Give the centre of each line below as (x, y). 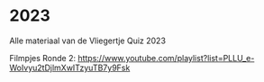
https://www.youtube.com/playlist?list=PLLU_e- (166, 58)
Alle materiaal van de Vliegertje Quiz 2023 (88, 41)
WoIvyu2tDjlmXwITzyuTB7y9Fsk (70, 68)
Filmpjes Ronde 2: (43, 58)
